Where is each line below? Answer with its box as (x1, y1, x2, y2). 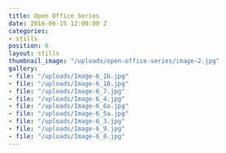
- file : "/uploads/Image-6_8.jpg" (8, 132, 126, 140)
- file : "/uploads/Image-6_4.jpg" (8, 95, 126, 103)
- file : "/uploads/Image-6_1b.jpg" (8, 72, 129, 80)
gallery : (8, 65, 38, 73)
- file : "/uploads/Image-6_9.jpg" (8, 125, 126, 133)
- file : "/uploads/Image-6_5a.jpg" (8, 110, 129, 118)
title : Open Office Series (8, 11, 100, 20)
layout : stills (8, 49, 60, 57)
